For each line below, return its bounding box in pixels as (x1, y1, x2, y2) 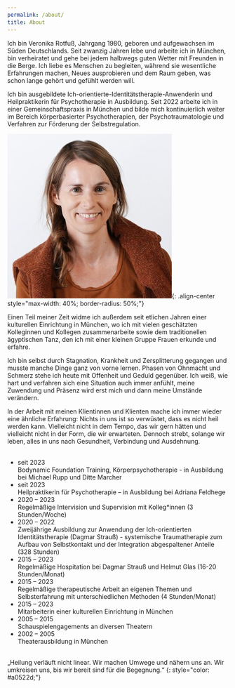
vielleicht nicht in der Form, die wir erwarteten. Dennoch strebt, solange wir (7, 429, 226, 438)
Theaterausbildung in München (17, 637, 109, 645)
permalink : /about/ (7, 11, 65, 18)
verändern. (7, 393, 39, 402)
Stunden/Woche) (17, 510, 67, 519)
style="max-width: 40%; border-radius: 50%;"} (7, 299, 145, 307)
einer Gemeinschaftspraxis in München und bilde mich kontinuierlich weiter (7, 105, 225, 113)
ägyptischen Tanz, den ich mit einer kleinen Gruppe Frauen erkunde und (7, 335, 217, 343)
